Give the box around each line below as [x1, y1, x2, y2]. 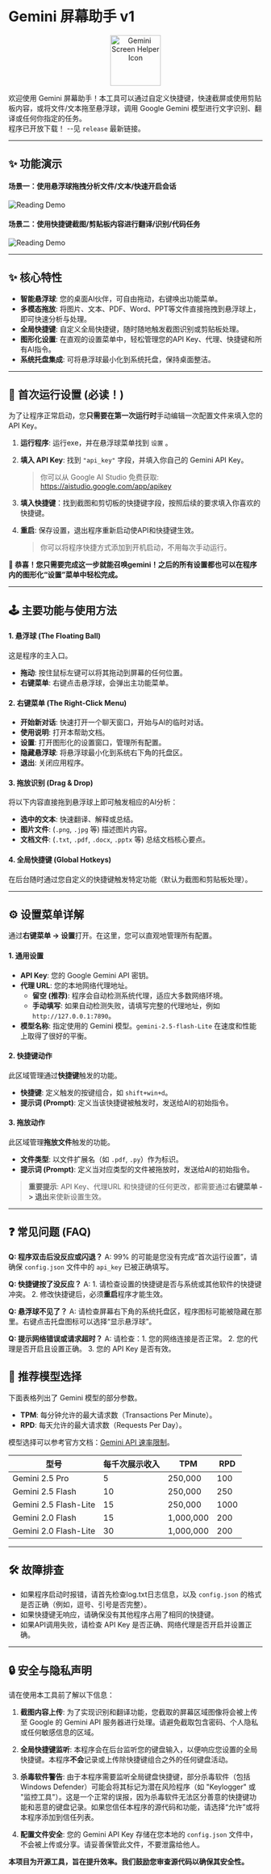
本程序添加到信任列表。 [19, 1813, 98, 1822]
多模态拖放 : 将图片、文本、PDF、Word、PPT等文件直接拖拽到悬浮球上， [19, 304, 261, 314]
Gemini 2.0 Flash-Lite [12, 1525, 96, 1536]
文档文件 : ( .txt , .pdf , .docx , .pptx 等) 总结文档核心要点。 [19, 834, 210, 845]
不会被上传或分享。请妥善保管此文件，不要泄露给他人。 [19, 1840, 204, 1850]
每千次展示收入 [103, 1458, 161, 1470]
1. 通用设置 [8, 951, 44, 960]
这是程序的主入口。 [8, 650, 73, 660]
